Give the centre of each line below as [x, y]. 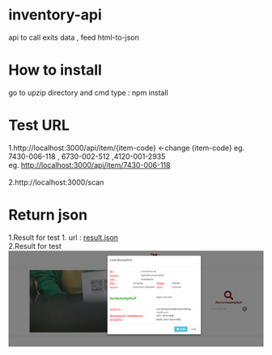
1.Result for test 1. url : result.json [64, 237]
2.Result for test [35, 246]
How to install [55, 70]
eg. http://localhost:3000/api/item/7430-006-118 [89, 165]
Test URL [39, 125]
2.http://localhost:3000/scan [56, 182]
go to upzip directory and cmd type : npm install [88, 92]
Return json [48, 215]
